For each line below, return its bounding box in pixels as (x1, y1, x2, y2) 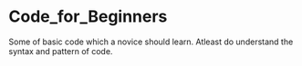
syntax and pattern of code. (8, 45, 113, 56)
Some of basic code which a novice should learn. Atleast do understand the (8, 36, 294, 47)
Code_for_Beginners (8, 6, 168, 27)
